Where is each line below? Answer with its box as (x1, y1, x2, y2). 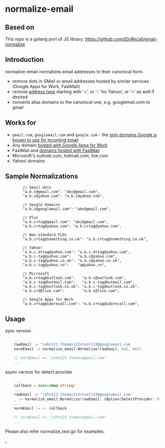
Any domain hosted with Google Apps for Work (12, 142, 108, 148)
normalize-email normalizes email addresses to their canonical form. (5, 68, 144, 74)
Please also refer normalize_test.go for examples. (5, 428, 105, 434)
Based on (5, 23, 34, 32)
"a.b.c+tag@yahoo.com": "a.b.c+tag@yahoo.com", (23, 224, 122, 229)
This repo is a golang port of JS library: (5, 36, 84, 42)
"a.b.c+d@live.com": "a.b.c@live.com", (23, 288, 120, 293)
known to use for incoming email (12, 137, 79, 143)
